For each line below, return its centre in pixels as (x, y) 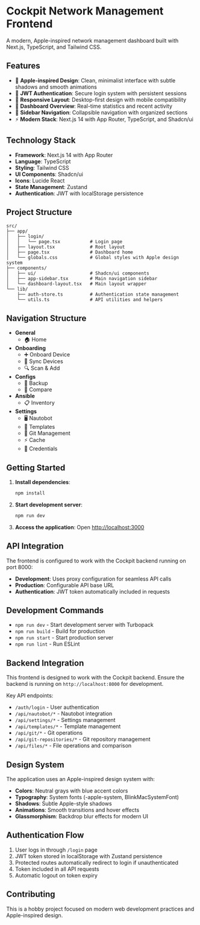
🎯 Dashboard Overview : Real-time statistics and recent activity (94, 106)
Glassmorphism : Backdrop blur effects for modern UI (82, 816)
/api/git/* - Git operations (49, 733)
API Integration (35, 546)
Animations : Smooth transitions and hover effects (77, 810)
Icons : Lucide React (40, 180)
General (25, 333)
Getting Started (36, 468)
